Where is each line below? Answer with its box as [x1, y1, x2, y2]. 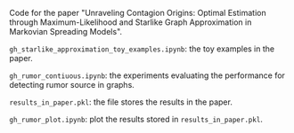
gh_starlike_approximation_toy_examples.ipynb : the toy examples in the [9, 43, 274, 54]
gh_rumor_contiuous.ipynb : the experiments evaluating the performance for [9, 70, 285, 81]
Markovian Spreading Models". [9, 27, 123, 36]
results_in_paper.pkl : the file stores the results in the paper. [9, 97, 233, 107]
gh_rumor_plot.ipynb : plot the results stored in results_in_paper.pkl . [9, 114, 263, 124]
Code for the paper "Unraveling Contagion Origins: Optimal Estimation [9, 8, 266, 18]
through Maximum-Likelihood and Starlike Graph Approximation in [9, 17, 252, 27]
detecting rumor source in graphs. [9, 80, 135, 90]
